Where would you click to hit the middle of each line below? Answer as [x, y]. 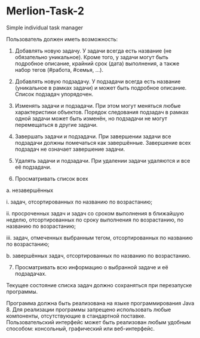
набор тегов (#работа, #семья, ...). [59, 69]
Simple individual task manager [45, 28]
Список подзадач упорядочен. [54, 94]
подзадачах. [30, 273]
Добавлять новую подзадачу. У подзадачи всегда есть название [98, 81]
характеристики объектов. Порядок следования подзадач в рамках [102, 112]
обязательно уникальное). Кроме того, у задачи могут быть [92, 57]
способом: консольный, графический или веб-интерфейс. [81, 328]
